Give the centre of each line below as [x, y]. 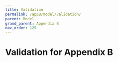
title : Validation [24, 10]
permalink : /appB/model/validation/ [43, 14]
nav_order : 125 [21, 28]
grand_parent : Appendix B [32, 23]
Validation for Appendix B [59, 52]
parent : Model [20, 19]
